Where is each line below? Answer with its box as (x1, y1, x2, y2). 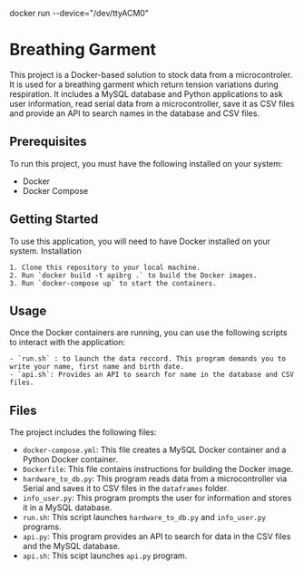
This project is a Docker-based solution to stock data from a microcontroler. (9, 69, 293, 80)
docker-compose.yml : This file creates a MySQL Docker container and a (22, 444, 287, 456)
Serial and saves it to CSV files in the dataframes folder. (22, 483, 230, 494)
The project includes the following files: (9, 427, 157, 438)
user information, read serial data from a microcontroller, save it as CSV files (9, 98, 295, 109)
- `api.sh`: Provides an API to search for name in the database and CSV (9, 371, 295, 380)
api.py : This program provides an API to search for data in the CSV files (22, 531, 291, 542)
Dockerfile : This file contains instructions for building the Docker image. (22, 464, 294, 475)
